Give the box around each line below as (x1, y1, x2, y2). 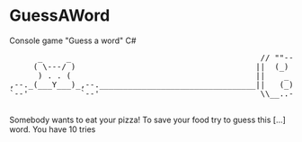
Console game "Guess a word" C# (9, 35, 137, 46)
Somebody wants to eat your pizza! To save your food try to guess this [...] (9, 114, 286, 125)
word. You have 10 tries (9, 123, 96, 135)
